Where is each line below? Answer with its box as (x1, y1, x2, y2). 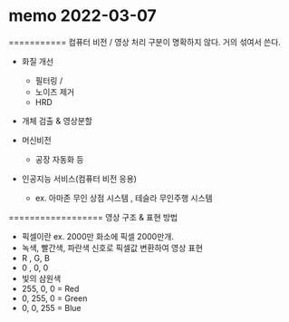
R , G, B (21, 252, 51, 263)
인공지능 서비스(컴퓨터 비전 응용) (21, 173, 138, 184)
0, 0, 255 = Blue (21, 302, 82, 313)
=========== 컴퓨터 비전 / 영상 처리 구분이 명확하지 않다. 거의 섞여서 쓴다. (8, 36, 282, 47)
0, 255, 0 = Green (21, 292, 88, 304)
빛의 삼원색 (21, 273, 62, 284)
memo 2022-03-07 (8, 5, 158, 26)
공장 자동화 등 (34, 153, 84, 164)
